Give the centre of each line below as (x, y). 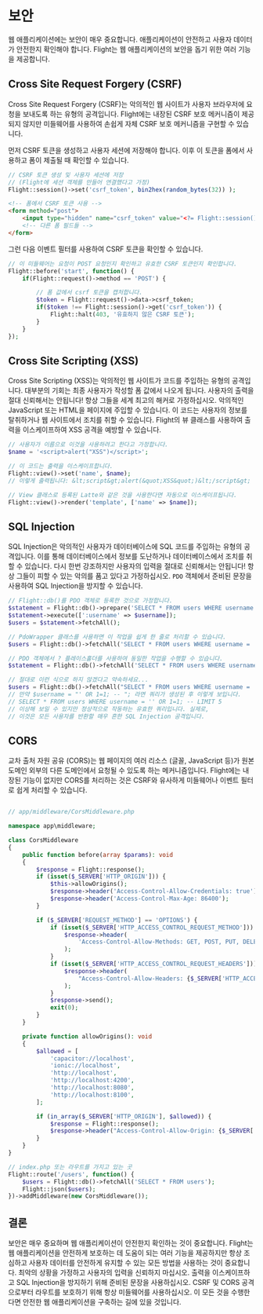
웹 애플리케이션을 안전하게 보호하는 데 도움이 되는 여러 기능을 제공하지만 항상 (125, 1253)
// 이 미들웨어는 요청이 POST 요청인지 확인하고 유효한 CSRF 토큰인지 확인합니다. (122, 264)
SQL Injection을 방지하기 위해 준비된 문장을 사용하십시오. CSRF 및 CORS (128, 1283)
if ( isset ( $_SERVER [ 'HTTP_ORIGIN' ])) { (101, 877)
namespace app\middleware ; (52, 826)
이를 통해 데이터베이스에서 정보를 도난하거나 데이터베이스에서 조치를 (141, 556)
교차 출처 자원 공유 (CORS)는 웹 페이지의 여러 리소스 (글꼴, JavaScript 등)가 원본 (131, 761)
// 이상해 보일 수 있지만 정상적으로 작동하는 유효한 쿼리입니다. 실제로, (109, 709)
